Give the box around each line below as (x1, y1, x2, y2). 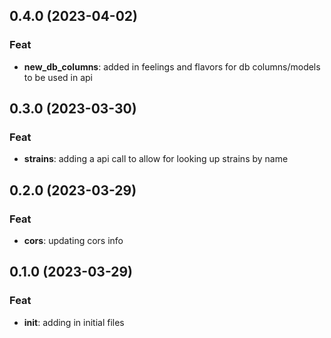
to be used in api (23, 71, 94, 83)
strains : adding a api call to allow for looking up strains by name (23, 153, 289, 165)
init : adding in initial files (23, 316, 125, 328)
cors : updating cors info (23, 235, 124, 247)
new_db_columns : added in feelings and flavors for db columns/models (23, 60, 321, 73)
